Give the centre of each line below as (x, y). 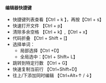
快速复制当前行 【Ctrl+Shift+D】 (46, 69)
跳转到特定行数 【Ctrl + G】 (41, 63)
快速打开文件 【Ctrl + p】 (39, 26)
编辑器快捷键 (18, 7)
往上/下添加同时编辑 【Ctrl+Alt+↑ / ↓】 (53, 76)
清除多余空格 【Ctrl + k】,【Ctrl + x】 (51, 32)
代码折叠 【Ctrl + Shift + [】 (41, 38)
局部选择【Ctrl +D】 (41, 51)
